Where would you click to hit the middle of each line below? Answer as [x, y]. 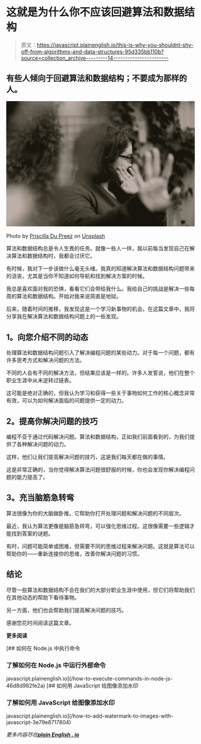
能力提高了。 [32, 477]
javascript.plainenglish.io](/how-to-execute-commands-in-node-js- [89, 678]
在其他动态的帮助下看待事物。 [43, 597]
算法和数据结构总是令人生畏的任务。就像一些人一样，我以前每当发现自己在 [98, 248]
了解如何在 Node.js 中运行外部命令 [56, 665]
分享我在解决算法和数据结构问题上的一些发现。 [64, 316]
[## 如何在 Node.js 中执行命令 [43, 648]
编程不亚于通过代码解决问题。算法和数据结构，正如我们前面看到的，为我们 [98, 437]
